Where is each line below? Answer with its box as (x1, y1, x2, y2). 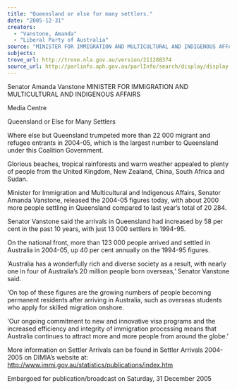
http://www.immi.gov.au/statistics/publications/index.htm (7, 360, 174, 369)
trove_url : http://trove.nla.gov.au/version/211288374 (7, 57, 172, 64)
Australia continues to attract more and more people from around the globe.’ (7, 331, 229, 340)
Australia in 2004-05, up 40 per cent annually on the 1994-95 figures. (7, 245, 210, 254)
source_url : (7, 63, 42, 70)
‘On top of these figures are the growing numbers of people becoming (7, 288, 212, 297)
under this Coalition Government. (7, 146, 104, 154)
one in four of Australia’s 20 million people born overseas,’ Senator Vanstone (7, 266, 230, 276)
